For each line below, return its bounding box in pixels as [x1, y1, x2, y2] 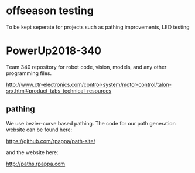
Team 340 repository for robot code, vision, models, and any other [6, 63, 167, 70]
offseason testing [6, 4, 94, 18]
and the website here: [6, 148, 59, 156]
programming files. [6, 69, 52, 77]
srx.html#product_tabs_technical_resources [6, 87, 112, 94]
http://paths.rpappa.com [6, 160, 66, 167]
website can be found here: [6, 126, 73, 133]
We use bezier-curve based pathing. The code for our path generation [6, 120, 176, 127]
